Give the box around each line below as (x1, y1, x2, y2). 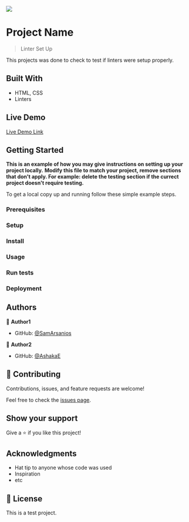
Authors (6, 303, 37, 313)
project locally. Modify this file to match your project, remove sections (6, 167, 181, 174)
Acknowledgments (6, 449, 77, 459)
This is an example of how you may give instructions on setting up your (6, 160, 184, 168)
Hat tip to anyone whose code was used (14, 464, 112, 471)
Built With (6, 73, 43, 83)
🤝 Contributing (6, 369, 61, 379)
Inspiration (14, 470, 41, 477)
